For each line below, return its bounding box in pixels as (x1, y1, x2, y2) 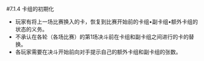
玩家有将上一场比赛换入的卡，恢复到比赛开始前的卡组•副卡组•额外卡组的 (15, 18, 199, 25)
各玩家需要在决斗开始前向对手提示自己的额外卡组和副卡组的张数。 (15, 48, 181, 56)
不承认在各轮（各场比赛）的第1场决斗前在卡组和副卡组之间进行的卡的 (15, 33, 189, 40)
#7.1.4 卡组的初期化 (6, 5, 54, 12)
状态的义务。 (15, 26, 48, 33)
